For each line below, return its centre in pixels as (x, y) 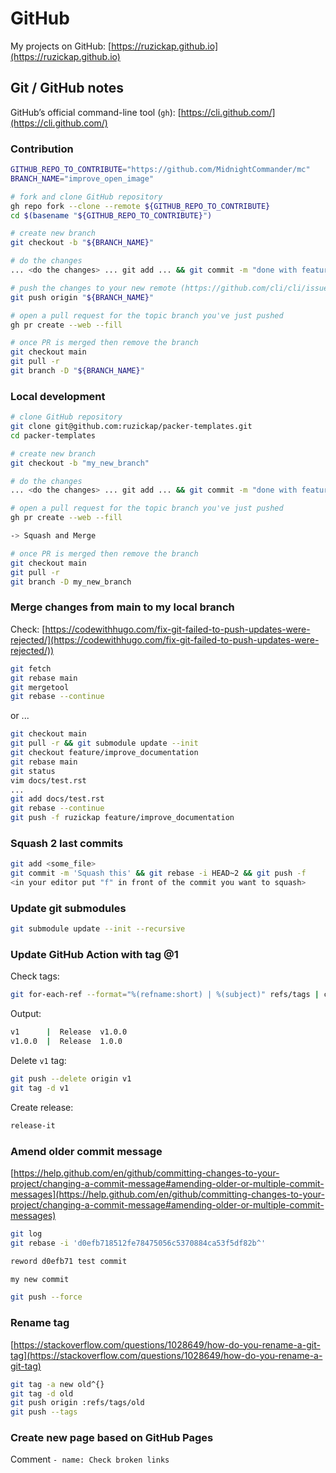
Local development (58, 396)
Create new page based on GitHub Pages (112, 1438)
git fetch (31, 668)
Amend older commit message (86, 1151)
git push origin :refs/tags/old (77, 1403)
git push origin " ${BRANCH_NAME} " (82, 297)
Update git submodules (68, 908)
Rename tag (40, 1323)
